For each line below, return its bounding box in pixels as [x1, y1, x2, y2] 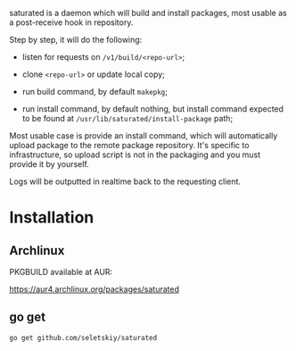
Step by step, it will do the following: [9, 35, 143, 45]
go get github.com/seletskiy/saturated [9, 333, 158, 342]
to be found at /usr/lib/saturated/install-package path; [21, 113, 234, 123]
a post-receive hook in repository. [9, 17, 134, 28]
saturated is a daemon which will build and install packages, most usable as [9, 8, 287, 18]
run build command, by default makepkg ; [21, 87, 168, 96]
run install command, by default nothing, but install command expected [21, 104, 284, 114]
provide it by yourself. [9, 159, 89, 169]
